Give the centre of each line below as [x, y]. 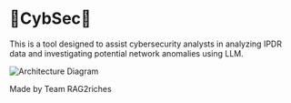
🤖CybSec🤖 [50, 19]
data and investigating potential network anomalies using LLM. [126, 53]
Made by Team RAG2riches [60, 88]
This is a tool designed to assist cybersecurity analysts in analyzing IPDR [145, 44]
